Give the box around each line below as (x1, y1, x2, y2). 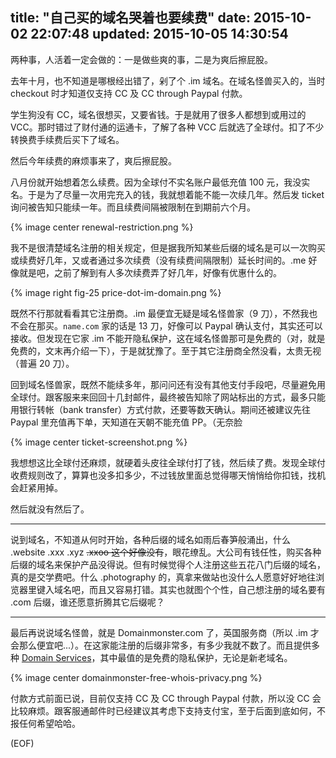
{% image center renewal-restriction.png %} (10, 221, 194, 233)
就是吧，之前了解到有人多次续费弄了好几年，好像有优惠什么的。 (18, 266, 282, 278)
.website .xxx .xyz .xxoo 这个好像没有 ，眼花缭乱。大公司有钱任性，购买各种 (10, 546, 322, 558)
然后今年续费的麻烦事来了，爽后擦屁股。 (10, 154, 177, 167)
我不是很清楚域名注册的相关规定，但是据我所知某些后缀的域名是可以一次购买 (10, 241, 326, 253)
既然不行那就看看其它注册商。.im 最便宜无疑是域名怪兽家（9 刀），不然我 (10, 307, 310, 319)
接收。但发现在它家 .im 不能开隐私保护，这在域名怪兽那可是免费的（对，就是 (10, 332, 326, 344)
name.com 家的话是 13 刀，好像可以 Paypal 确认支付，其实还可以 (63, 319, 323, 332)
